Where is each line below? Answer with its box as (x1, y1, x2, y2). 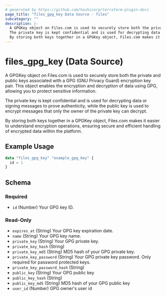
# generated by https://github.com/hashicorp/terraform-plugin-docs (5, 7, 149, 12)
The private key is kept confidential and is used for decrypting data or (5, 97, 147, 104)
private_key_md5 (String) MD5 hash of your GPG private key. (12, 249, 135, 255)
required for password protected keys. (12, 259, 91, 265)
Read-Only (5, 217, 32, 223)
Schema (5, 178, 31, 186)
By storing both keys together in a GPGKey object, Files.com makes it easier (5, 117, 160, 123)
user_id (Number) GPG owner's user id (12, 286, 92, 292)
